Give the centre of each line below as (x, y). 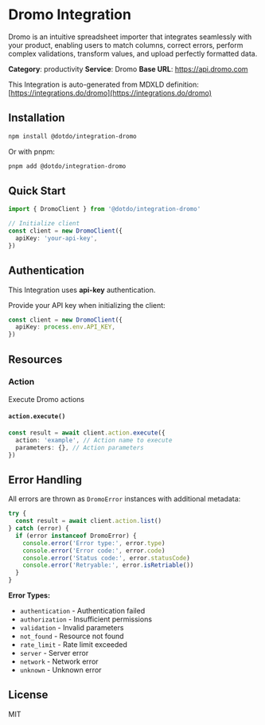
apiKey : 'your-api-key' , (57, 238)
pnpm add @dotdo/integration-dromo (67, 166)
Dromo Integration (70, 15)
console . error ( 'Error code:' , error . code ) (94, 551)
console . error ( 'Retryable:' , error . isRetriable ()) (108, 565)
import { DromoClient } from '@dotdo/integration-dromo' (105, 209)
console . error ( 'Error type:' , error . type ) (94, 543)
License (28, 695)
